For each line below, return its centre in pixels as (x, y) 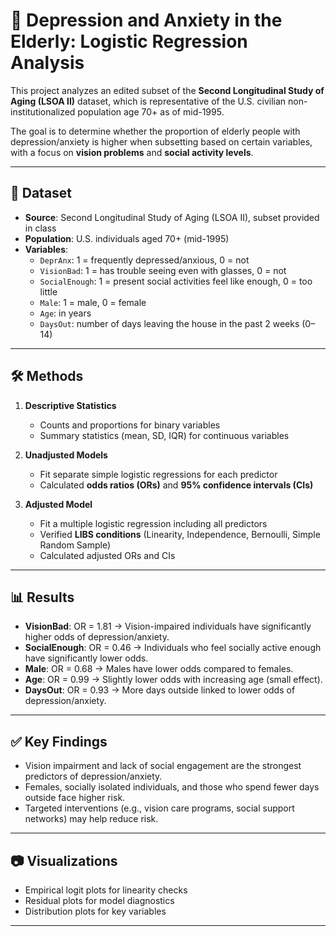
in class (40, 228)
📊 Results (42, 597)
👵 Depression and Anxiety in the (146, 20)
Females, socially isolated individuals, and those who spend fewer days (172, 787)
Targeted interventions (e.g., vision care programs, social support (159, 808)
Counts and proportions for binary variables (130, 425)
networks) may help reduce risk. (91, 819)
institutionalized (43, 111)
